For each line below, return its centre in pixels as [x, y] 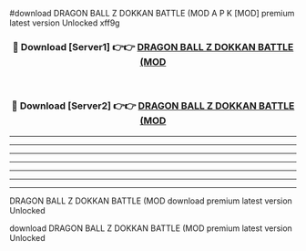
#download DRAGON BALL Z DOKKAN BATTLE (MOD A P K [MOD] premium [152, 13]
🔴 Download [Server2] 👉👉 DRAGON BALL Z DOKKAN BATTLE [153, 106]
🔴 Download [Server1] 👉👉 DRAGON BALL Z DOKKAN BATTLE [153, 47]
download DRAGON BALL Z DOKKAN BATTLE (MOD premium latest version [151, 228]
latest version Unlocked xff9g [65, 23]
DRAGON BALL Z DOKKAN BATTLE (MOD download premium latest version [151, 201]
